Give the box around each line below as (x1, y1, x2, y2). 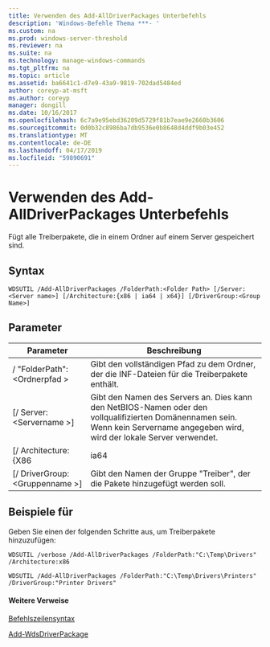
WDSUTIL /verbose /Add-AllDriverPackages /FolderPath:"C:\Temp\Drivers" (8, 551, 257, 559)
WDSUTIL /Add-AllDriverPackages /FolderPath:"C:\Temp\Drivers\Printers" (8, 571, 257, 579)
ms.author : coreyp (8, 94, 70, 102)
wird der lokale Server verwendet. (90, 432, 219, 443)
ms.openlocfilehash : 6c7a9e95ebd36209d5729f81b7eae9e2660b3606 (8, 117, 225, 125)
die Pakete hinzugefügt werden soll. (90, 477, 227, 489)
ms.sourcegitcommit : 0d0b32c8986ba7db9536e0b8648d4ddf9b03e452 (8, 124, 225, 132)
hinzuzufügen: (8, 535, 56, 545)
